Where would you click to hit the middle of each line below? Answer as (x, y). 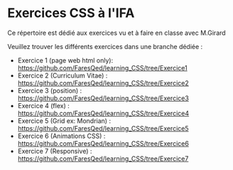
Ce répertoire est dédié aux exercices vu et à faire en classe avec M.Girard (116, 33)
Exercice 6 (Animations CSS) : (61, 136)
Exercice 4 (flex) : (43, 105)
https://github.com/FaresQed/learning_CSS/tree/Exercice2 (103, 83)
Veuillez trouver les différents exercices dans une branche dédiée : (105, 46)
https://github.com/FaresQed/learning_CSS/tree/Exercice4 (103, 113)
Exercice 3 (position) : (50, 90)
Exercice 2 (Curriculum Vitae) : (63, 75)
